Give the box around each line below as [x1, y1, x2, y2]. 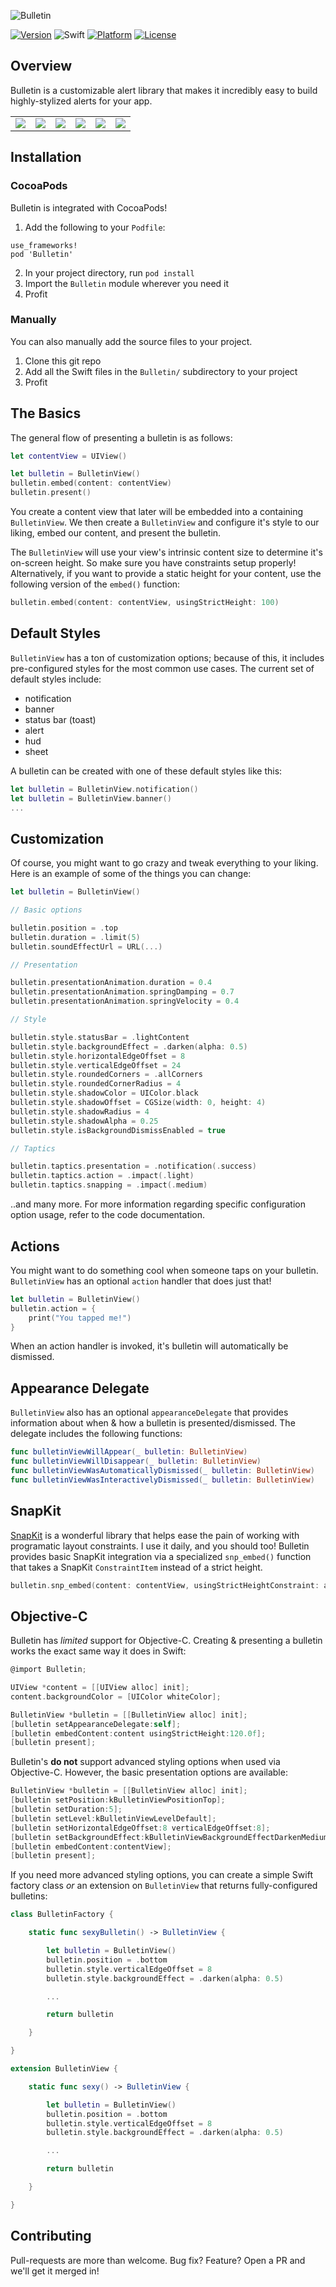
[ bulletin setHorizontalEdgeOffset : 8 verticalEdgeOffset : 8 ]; [10, 1823, 271, 1833]
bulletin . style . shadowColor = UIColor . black [10, 1088, 199, 1099]
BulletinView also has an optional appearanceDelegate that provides [10, 1406, 289, 1419]
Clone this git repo [24, 355, 102, 367]
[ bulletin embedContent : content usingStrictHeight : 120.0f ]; [10, 1728, 267, 1739]
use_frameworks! [10, 240, 78, 250]
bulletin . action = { [10, 1303, 97, 1314]
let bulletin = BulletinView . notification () [10, 784, 199, 794]
